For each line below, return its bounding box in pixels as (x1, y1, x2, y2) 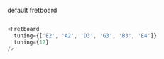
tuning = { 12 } (13, 39, 50, 46)
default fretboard (7, 6, 58, 14)
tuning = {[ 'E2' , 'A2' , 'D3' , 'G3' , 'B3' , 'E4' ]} (13, 32, 158, 39)
